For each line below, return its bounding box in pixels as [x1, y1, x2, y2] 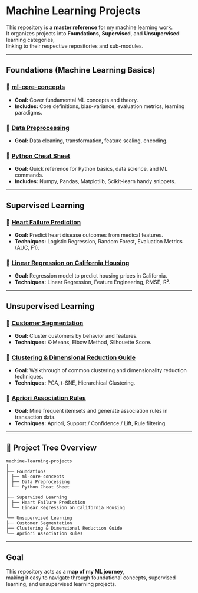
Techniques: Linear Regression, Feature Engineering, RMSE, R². [14, 279, 171, 286]
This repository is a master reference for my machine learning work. [6, 24, 173, 31]
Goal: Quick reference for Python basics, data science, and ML [14, 165, 168, 172]
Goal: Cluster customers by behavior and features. [14, 332, 138, 339]
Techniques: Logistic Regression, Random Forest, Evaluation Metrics [14, 237, 183, 245]
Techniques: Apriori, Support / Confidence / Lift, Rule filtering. [14, 420, 167, 427]
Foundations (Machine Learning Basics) [6, 65, 156, 75]
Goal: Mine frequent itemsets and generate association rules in [14, 408, 168, 415]
